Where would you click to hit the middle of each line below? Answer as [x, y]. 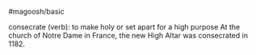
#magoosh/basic [36, 12]
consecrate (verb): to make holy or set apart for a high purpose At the [124, 27]
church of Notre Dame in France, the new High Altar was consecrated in [128, 35]
